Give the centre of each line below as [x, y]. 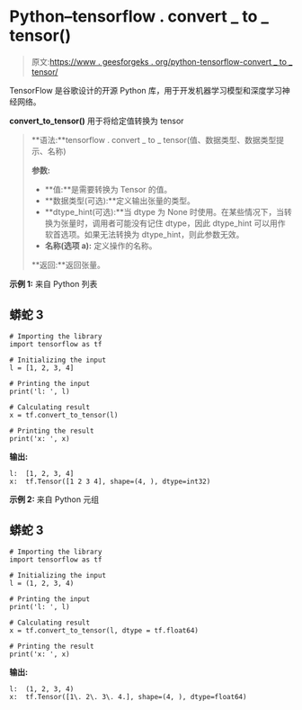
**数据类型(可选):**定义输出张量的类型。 [120, 201]
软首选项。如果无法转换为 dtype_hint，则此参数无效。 [144, 234]
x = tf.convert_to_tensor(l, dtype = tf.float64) [104, 630]
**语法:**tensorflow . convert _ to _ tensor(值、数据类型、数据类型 [154, 139]
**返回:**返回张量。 [68, 265]
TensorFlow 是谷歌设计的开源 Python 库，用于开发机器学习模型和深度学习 [146, 90]
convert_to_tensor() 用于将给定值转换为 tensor [97, 121]
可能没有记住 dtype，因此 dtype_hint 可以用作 [200, 223]
